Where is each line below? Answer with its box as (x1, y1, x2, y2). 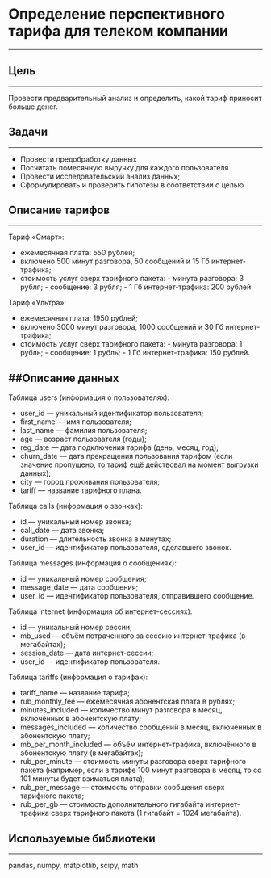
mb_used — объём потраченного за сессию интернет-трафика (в (19, 631, 246, 641)
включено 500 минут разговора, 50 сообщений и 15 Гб (19, 256, 210, 267)
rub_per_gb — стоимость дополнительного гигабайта (19, 800, 204, 809)
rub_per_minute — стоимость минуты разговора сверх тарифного (19, 757, 247, 767)
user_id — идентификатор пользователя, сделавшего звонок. (19, 543, 231, 552)
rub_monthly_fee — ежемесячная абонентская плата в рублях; (19, 696, 236, 707)
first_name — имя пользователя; (19, 417, 131, 426)
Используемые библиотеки (8, 831, 156, 845)
